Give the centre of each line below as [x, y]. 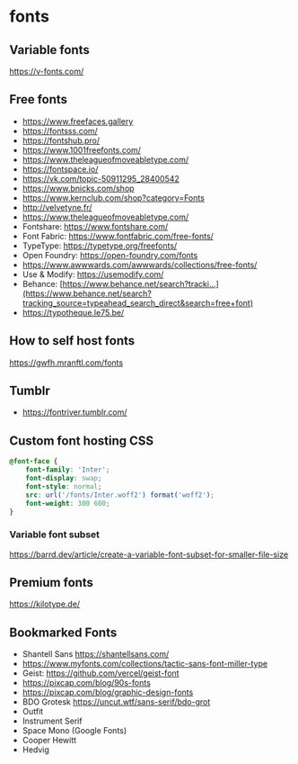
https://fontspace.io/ [60, 169]
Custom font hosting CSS [82, 440]
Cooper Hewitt [49, 741]
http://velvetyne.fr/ [57, 207]
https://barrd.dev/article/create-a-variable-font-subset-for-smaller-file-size [149, 554]
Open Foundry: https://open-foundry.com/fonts [110, 255]
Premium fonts [52, 583]
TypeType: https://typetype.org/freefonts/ [100, 246]
